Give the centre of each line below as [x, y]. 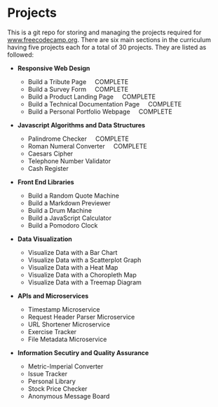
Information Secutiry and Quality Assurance [83, 352]
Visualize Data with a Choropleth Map [82, 275]
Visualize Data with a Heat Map [73, 267]
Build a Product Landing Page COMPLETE [92, 97]
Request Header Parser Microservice [81, 317]
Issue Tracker [48, 373]
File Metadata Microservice [67, 339]
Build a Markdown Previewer [69, 203]
